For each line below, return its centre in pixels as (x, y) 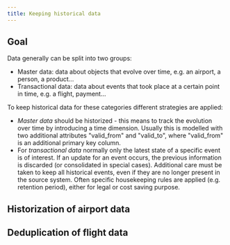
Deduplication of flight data (68, 233)
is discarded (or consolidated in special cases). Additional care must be (120, 165)
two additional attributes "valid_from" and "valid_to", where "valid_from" (120, 135)
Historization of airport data (69, 209)
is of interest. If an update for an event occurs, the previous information (120, 158)
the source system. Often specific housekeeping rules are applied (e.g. (119, 180)
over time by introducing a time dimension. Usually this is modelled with (120, 128)
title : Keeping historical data (54, 14)
